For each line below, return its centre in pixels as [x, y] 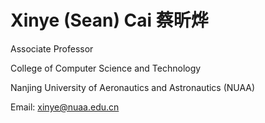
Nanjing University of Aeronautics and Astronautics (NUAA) [133, 87]
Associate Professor [52, 48]
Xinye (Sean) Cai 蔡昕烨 [109, 20]
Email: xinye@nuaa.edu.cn [65, 107]
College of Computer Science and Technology [106, 68]
